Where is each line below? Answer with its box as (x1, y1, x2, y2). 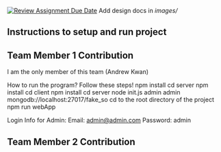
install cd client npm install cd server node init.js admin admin (7, 88, 181, 97)
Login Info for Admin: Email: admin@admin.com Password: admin (7, 116, 192, 125)
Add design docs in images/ (99, 7, 178, 14)
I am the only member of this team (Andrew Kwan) (7, 68, 149, 76)
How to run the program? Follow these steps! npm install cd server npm (7, 81, 209, 89)
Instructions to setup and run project (7, 26, 167, 38)
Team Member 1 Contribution (7, 49, 134, 61)
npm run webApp (7, 103, 56, 111)
